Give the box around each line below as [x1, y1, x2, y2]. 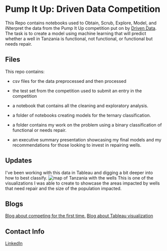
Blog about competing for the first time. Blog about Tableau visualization [5, 213, 153, 219]
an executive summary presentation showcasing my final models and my [12, 136, 162, 142]
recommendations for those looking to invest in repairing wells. [12, 142, 142, 148]
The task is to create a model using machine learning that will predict [5, 30, 147, 36]
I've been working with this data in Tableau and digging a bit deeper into [5, 170, 153, 176]
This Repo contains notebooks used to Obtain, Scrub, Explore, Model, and [5, 20, 157, 26]
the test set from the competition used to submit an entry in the [12, 88, 142, 94]
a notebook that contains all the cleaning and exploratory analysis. [12, 103, 149, 109]
